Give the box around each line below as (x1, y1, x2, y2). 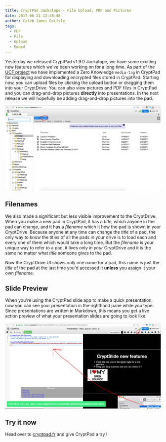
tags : (5, 24, 16, 29)
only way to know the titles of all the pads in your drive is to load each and (5, 234, 157, 240)
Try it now (5, 418, 37, 427)
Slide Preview (5, 284, 48, 293)
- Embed (9, 44, 26, 49)
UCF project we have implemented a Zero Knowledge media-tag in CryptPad (5, 69, 161, 75)
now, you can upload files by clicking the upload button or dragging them (5, 80, 154, 85)
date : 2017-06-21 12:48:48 (5, 13, 61, 18)
